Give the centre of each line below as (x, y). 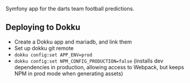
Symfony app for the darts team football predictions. (70, 9)
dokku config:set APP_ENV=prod (53, 55)
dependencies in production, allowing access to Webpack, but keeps (99, 67)
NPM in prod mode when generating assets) (69, 73)
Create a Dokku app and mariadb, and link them (73, 42)
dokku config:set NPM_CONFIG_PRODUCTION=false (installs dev (89, 61)
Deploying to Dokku (43, 27)
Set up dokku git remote (44, 48)
